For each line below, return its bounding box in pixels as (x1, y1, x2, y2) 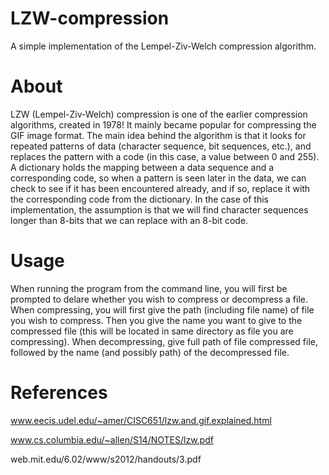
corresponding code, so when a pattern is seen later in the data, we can (10, 172, 307, 184)
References (10, 382, 108, 404)
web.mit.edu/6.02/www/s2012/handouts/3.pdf (10, 453, 202, 465)
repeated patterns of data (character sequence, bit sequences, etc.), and (10, 140, 312, 152)
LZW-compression (10, 7, 170, 30)
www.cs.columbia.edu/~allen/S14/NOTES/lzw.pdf (10, 433, 214, 446)
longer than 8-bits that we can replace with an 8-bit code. (10, 214, 249, 226)
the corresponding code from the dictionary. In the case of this (10, 193, 269, 205)
